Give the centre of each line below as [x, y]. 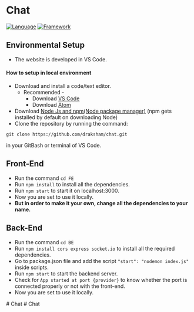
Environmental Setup [46, 45]
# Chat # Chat [23, 304]
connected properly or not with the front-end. [70, 286]
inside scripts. [31, 267]
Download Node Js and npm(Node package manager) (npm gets [93, 111]
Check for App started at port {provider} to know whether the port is [101, 280]
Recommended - [44, 92]
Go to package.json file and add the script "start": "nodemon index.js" [102, 261]
